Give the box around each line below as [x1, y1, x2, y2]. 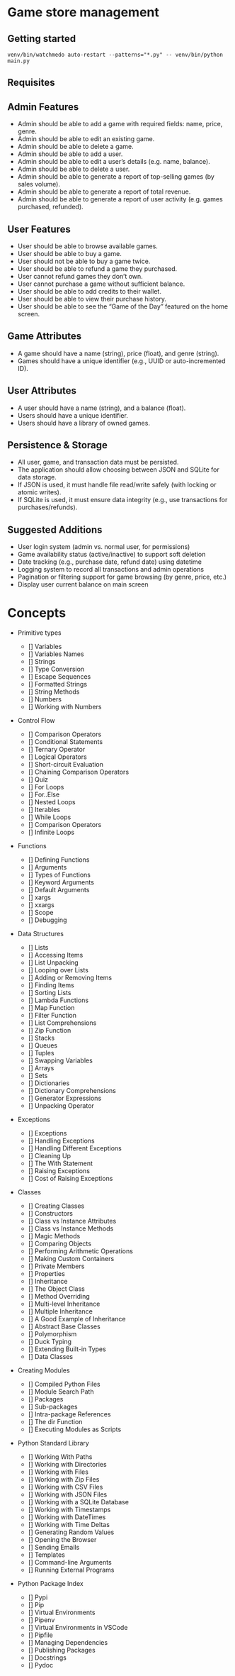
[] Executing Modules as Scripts [28, 1425, 122, 1433]
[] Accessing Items [28, 951, 84, 960]
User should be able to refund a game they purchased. [17, 265, 178, 273]
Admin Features [7, 101, 79, 113]
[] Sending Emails [28, 1543, 80, 1552]
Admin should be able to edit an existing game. [17, 135, 155, 143]
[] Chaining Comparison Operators [28, 767, 130, 777]
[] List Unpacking [28, 958, 79, 967]
